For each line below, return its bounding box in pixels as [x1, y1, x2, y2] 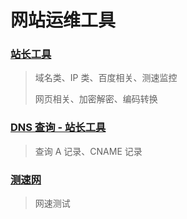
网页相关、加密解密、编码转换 [34, 93, 158, 105]
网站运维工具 [10, 9, 117, 32]
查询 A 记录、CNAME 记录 [34, 145, 143, 157]
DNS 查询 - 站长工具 [10, 121, 107, 135]
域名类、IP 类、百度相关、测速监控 [34, 72, 178, 84]
